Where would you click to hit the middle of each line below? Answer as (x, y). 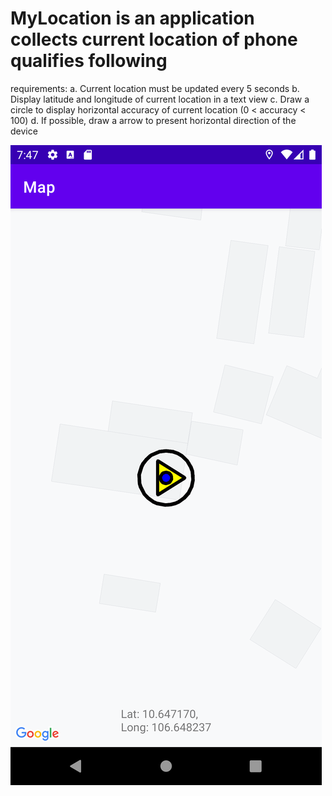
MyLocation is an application (132, 18)
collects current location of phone (154, 39)
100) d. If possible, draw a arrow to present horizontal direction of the (153, 120)
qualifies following (89, 61)
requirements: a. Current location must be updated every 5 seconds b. (155, 88)
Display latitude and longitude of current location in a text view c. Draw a (160, 99)
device (24, 131)
